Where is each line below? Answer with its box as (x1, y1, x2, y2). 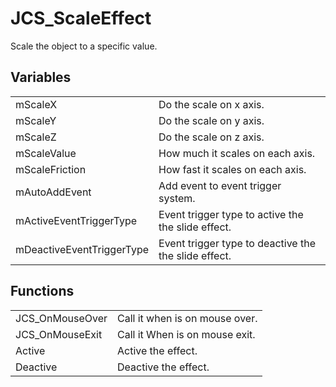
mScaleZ (15, 130, 57, 144)
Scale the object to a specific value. (10, 40, 158, 52)
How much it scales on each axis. (158, 146, 316, 160)
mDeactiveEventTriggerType (15, 242, 150, 256)
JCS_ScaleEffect (10, 7, 152, 30)
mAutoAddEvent (15, 185, 92, 199)
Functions (10, 283, 75, 300)
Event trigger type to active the (158, 207, 304, 221)
